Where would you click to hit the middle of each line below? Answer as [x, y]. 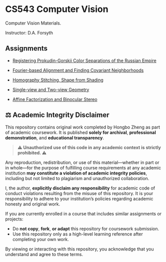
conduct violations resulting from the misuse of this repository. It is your [79, 193]
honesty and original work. [33, 204]
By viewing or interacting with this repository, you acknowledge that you [79, 249]
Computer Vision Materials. [33, 23]
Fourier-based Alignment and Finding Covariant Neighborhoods [78, 70]
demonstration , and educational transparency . [54, 137]
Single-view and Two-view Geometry [51, 89]
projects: [14, 219]
